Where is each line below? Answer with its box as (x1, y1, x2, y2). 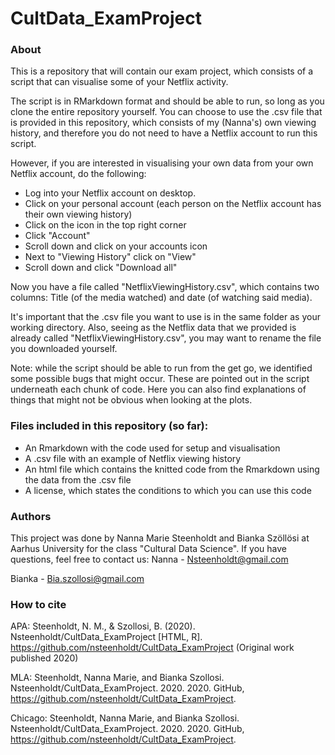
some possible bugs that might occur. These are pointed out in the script (10, 373, 310, 385)
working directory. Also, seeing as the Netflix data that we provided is (10, 322, 297, 334)
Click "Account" (24, 230, 91, 242)
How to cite (10, 598, 67, 611)
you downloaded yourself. (10, 343, 118, 355)
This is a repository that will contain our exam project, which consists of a (10, 65, 314, 77)
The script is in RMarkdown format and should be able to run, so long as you (10, 95, 325, 107)
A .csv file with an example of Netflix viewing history (24, 452, 242, 464)
